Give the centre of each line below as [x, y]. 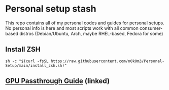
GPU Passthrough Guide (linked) [58, 81]
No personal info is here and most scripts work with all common [72, 28]
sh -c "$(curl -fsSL [27, 61]
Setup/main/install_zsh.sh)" [36, 65]
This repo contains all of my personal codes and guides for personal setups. [85, 23]
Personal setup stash [51, 9]
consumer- [151, 28]
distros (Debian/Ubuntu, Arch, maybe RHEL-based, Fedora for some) [91, 33]
